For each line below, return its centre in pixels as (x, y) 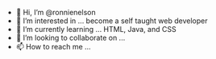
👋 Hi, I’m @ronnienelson (56, 12)
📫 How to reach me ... (53, 47)
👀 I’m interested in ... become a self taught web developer (112, 21)
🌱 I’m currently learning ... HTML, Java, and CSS (96, 29)
